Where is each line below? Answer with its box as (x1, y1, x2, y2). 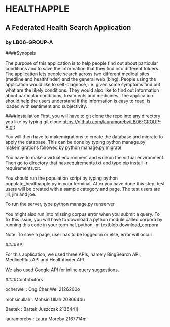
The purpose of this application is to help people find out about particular (5, 60, 158, 66)
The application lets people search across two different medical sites (5, 71, 150, 77)
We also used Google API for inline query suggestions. (5, 266, 119, 273)
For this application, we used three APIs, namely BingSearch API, (5, 251, 141, 257)
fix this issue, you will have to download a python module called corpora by (5, 216, 163, 222)
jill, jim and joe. (5, 191, 37, 197)
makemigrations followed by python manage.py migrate (5, 144, 122, 151)
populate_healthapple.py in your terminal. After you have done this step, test (5, 180, 165, 186)
